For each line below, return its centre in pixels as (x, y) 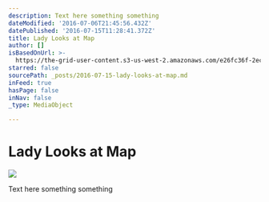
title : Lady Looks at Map (51, 38)
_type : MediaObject (41, 105)
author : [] (26, 46)
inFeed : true (30, 83)
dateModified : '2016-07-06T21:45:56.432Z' (80, 23)
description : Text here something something (84, 16)
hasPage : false (34, 90)
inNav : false (30, 98)
